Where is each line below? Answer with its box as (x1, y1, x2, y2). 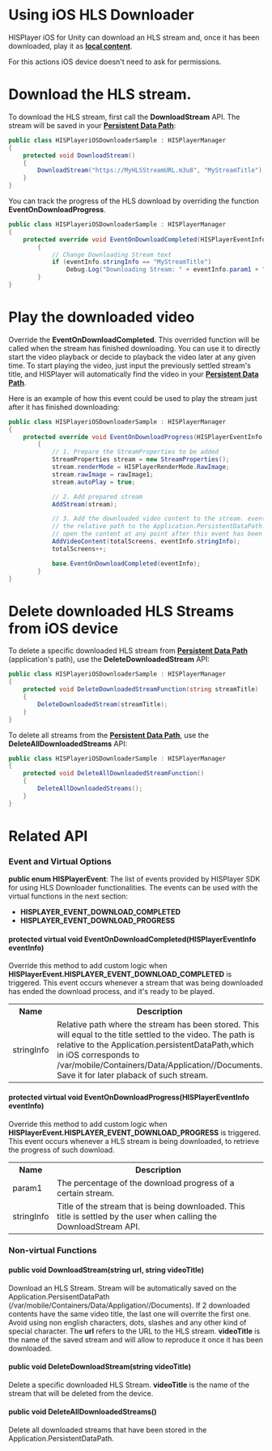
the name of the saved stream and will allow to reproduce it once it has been (8, 1334, 264, 1344)
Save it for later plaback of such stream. (56, 1069, 209, 1081)
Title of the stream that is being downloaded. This (56, 1201, 245, 1212)
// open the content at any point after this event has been (51, 530, 263, 538)
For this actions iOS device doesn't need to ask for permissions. (8, 57, 222, 66)
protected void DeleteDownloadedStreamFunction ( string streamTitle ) (23, 685, 259, 693)
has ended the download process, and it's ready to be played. (8, 987, 215, 996)
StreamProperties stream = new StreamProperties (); (51, 455, 230, 463)
